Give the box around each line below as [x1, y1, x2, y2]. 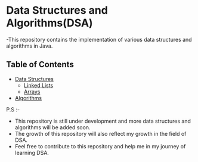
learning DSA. [14, 149, 49, 156]
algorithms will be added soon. [14, 123, 91, 131]
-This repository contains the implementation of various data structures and [6, 36, 192, 43]
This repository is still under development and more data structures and [14, 117, 191, 124]
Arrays [23, 88, 41, 95]
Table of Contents [6, 60, 75, 70]
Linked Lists [23, 82, 54, 89]
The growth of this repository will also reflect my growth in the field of [14, 130, 187, 137]
